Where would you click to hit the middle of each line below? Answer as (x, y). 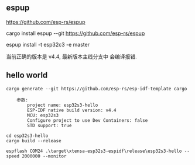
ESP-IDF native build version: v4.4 (72, 110)
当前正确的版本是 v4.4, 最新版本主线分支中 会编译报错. (71, 57)
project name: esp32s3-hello (63, 105)
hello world (27, 76)
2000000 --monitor (44, 156)
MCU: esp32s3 (43, 115)
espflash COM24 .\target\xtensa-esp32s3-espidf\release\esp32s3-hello (94, 151)
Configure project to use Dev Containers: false (88, 120)
